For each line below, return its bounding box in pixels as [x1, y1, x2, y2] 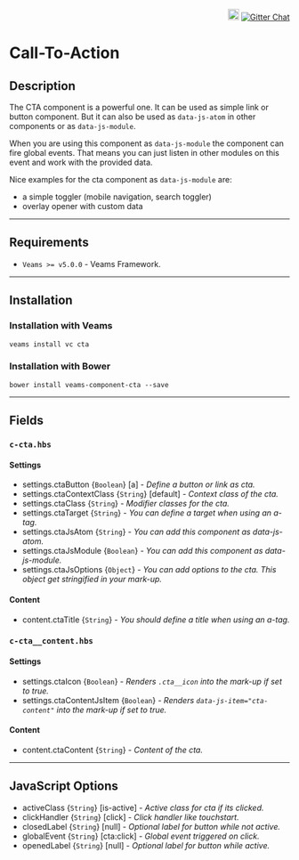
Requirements [9, 235, 89, 250]
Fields [9, 413, 44, 428]
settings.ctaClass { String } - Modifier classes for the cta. [21, 499, 230, 509]
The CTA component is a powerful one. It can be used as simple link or [9, 102, 269, 112]
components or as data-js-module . [9, 121, 136, 131]
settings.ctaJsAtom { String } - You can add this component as [21, 526, 251, 538]
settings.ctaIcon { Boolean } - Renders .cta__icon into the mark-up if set [21, 676, 282, 686]
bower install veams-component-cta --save [9, 380, 169, 389]
